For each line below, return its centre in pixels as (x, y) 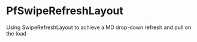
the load (16, 33)
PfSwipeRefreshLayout (65, 11)
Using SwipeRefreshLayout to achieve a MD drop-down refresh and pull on (99, 27)
